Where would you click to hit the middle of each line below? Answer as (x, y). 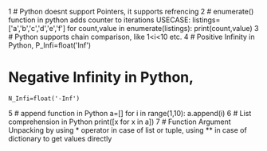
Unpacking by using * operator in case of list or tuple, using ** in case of (128, 130)
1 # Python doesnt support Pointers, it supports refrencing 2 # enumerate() (131, 12)
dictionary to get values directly (60, 138)
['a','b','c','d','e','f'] (37, 28)
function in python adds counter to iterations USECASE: (100, 20)
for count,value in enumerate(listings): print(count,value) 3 (163, 28)
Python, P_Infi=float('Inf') (50, 45)
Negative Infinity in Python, (101, 77)
